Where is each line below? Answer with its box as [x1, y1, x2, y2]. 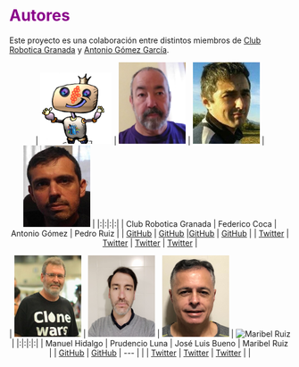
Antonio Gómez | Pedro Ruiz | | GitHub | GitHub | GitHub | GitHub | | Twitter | [10, 228, 290, 238]
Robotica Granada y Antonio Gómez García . [9, 44, 170, 54]
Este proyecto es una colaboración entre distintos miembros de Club [9, 35, 262, 46]
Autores [9, 5, 71, 26]
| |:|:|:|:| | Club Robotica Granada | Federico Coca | [92, 218, 278, 229]
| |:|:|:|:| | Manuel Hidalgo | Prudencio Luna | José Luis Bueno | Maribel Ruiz [12, 338, 288, 348]
